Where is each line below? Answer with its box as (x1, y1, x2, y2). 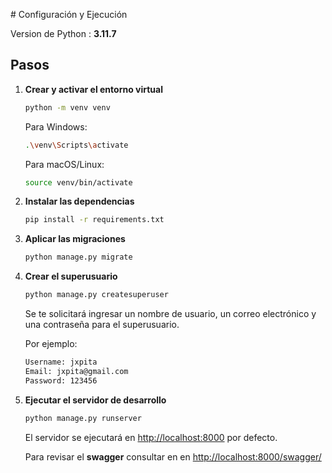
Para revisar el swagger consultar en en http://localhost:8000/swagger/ (24, 450, 322, 463)
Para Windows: (24, 120, 88, 133)
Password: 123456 (24, 375, 98, 386)
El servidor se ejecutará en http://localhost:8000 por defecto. (24, 431, 278, 443)
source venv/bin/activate (24, 177, 133, 188)
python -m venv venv (24, 102, 111, 113)
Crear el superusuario (24, 270, 118, 283)
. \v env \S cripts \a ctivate (24, 140, 129, 150)
